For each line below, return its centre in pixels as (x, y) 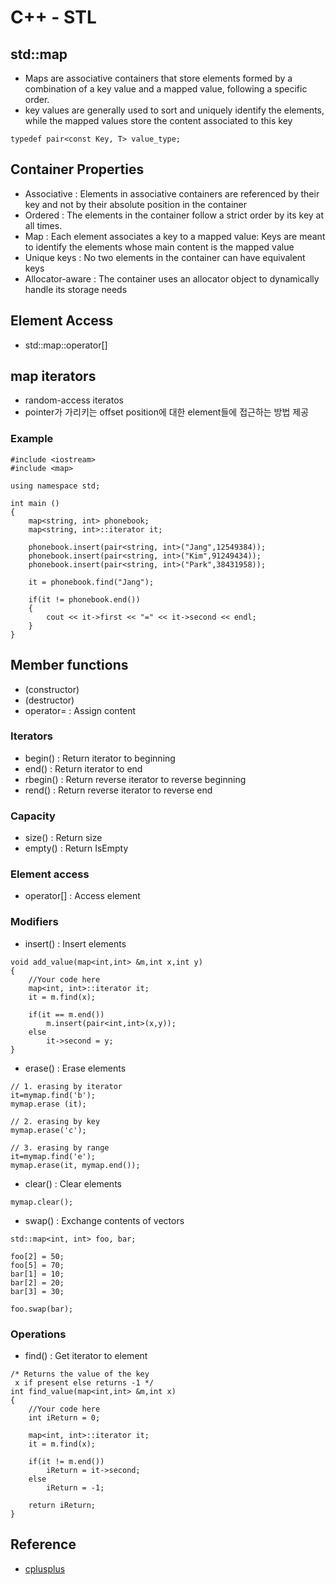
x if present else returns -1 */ (84, 1383)
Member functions (69, 665)
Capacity (33, 816)
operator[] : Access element (82, 896)
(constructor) (52, 689)
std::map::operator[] (66, 345)
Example (32, 439)
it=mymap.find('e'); (53, 1156)
